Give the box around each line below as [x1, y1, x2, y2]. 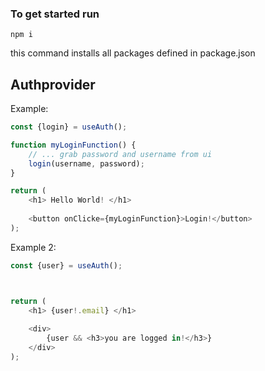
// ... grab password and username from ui [28, 149, 213, 159]
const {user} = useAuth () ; [10, 260, 123, 271]
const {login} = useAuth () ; [10, 122, 128, 132]
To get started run [10, 7, 100, 21]
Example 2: [10, 241, 57, 253]
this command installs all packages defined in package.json [10, 47, 256, 59]
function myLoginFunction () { [10, 140, 137, 150]
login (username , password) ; [28, 158, 145, 169]
